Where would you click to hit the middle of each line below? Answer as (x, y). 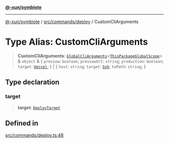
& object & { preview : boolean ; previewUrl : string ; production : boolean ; (91, 61)
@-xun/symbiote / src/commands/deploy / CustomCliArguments (72, 22)
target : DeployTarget (39, 107)
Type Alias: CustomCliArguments (77, 42)
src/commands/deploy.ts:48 (34, 135)
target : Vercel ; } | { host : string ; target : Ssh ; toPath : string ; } (81, 66)
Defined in (22, 123)
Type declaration (32, 82)
